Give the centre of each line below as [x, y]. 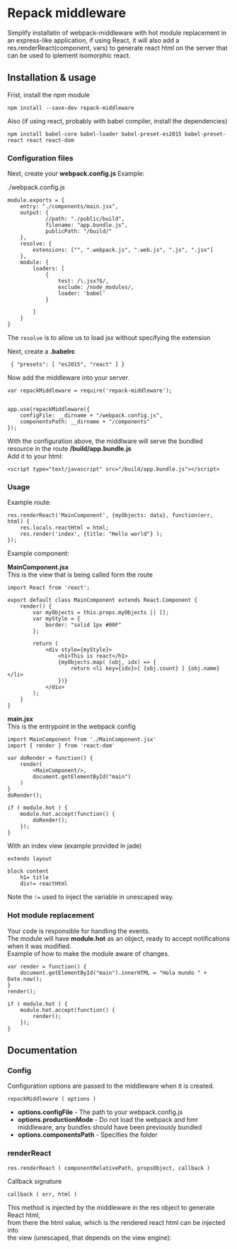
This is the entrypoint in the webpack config [71, 726]
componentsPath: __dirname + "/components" [85, 422]
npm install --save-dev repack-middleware [71, 108]
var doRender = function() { [50, 758]
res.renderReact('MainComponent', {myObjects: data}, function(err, [110, 516]
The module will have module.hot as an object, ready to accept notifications [118, 938]
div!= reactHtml [44, 884]
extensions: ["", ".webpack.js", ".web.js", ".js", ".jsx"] [123, 250]
